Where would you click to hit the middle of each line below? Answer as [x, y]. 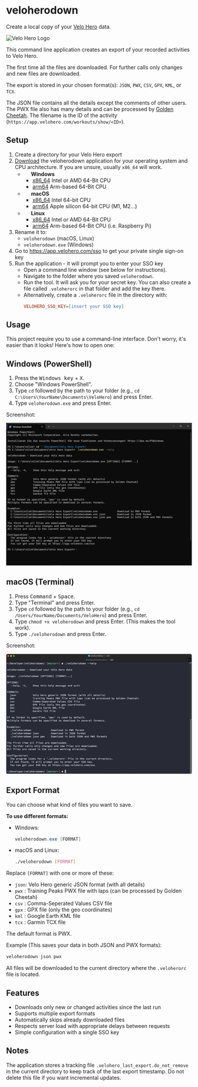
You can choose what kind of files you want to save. [69, 804]
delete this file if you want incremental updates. [64, 1078]
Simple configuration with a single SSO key [67, 1032]
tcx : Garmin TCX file [40, 922]
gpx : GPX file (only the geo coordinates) [64, 910]
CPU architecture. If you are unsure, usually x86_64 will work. [88, 167]
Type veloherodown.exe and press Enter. [63, 403]
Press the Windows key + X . [49, 378]
